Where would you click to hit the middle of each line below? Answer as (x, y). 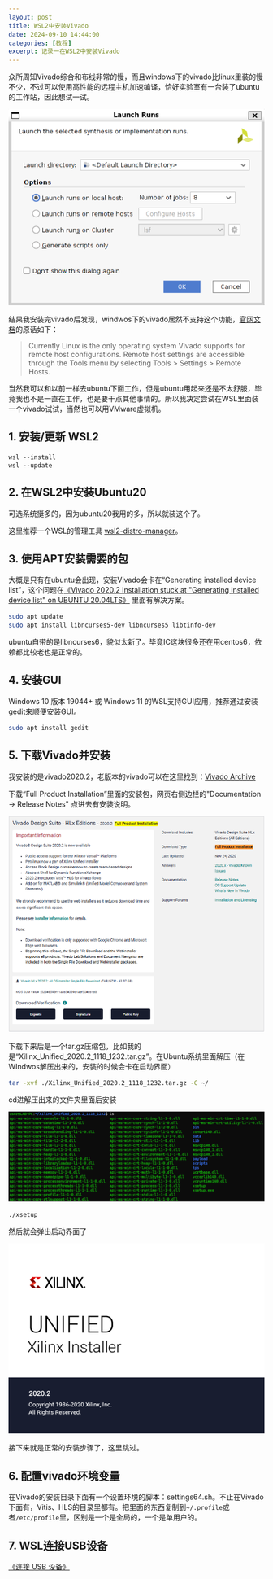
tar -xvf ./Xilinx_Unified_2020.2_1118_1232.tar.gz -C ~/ (108, 1083)
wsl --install (32, 457)
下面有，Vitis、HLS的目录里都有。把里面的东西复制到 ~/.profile (116, 1507)
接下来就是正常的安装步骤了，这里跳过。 (76, 1448)
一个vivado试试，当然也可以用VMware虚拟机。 (87, 409)
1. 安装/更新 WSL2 (54, 437)
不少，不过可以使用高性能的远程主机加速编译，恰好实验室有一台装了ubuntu (134, 87)
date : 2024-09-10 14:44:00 (54, 34)
